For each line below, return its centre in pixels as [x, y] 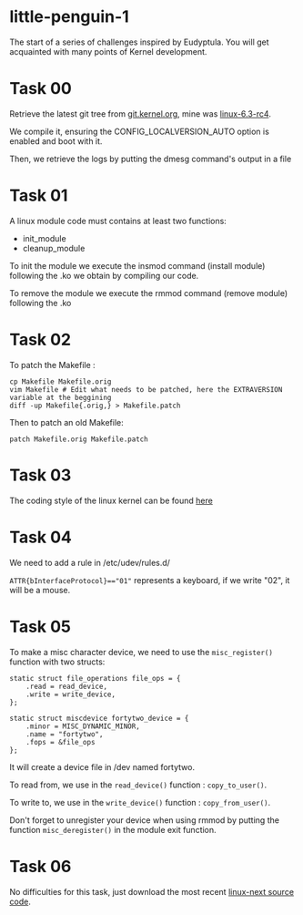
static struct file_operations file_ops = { [95, 678]
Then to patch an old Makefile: [67, 422]
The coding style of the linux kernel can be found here [111, 500]
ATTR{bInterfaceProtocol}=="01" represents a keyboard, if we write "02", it [150, 580]
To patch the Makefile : [52, 365]
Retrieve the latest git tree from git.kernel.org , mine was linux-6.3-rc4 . [140, 113]
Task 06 [40, 866]
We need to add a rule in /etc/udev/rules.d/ [90, 562]
